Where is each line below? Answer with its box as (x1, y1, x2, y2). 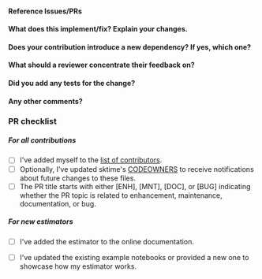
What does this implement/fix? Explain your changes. (8, 24, 188, 34)
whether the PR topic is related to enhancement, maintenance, (19, 190, 223, 200)
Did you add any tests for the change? (8, 78, 136, 87)
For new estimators (8, 217, 73, 226)
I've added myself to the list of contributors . (19, 155, 163, 165)
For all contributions (8, 136, 77, 145)
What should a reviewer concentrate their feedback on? (8, 60, 195, 70)
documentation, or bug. (19, 199, 96, 208)
